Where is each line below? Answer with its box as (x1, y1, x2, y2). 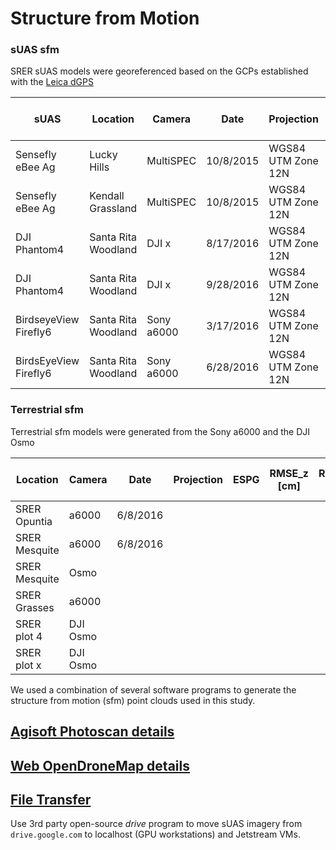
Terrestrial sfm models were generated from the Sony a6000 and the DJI (10, 425, 311, 437)
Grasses (15, 600, 55, 614)
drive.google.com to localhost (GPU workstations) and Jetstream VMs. (10, 828, 301, 841)
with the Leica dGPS (10, 76, 94, 88)
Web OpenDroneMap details (10, 757, 190, 774)
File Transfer (10, 791, 92, 808)
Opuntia (15, 514, 53, 528)
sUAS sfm (10, 43, 60, 57)
